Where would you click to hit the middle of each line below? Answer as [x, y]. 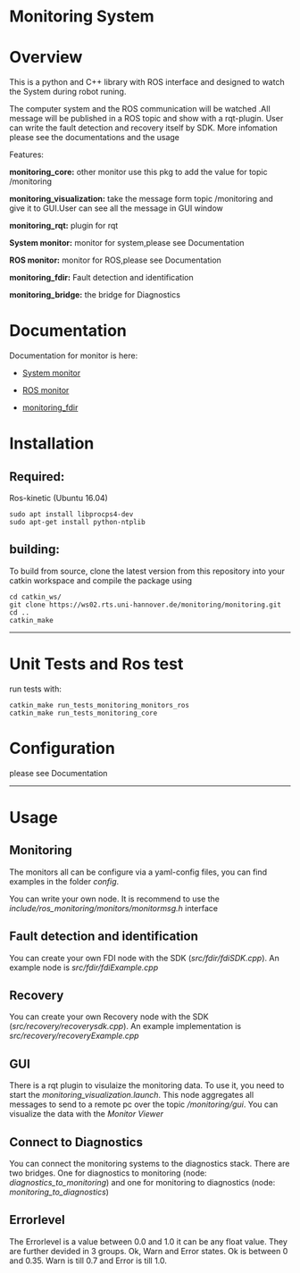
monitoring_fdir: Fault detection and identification [101, 278]
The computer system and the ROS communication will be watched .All [140, 109]
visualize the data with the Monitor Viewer [86, 1114]
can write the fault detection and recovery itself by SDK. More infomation [144, 128]
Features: [27, 155]
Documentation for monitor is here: [74, 356]
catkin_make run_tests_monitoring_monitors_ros [100, 705]
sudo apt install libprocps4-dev [71, 515]
